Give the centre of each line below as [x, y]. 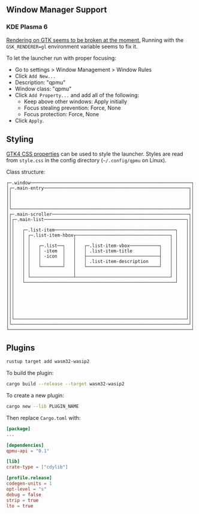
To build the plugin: [30, 373]
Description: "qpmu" [40, 82]
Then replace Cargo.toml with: [43, 418]
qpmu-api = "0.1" [28, 451]
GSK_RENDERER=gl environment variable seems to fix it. [72, 46]
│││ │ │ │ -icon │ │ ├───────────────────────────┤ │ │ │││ [100, 256]
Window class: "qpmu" [43, 89]
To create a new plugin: [35, 395]
